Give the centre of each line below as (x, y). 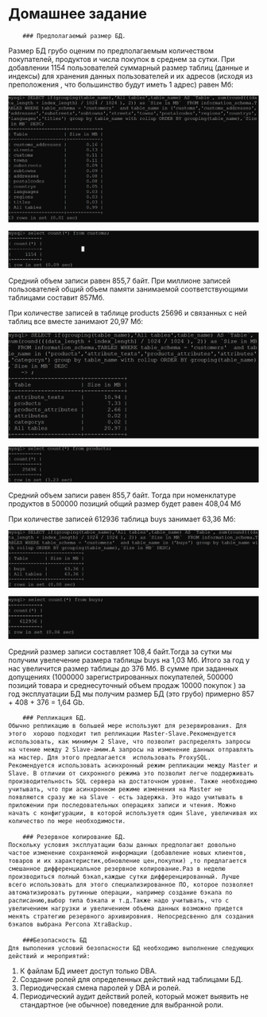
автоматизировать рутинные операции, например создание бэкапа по (120, 893)
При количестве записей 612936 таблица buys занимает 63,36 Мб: (122, 519)
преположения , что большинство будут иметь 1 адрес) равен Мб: (121, 84)
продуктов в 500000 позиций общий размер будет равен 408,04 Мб (125, 504)
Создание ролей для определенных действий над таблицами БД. (131, 980)
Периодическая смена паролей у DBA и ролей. (100, 988)
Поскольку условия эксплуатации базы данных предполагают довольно (122, 845)
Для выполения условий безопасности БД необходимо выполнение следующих (131, 949)
